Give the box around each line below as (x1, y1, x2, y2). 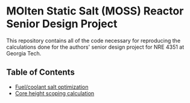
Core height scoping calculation (14, 89, 95, 97)
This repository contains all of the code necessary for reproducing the (6, 37, 181, 44)
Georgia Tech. (6, 49, 42, 57)
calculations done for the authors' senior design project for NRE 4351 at (6, 43, 185, 51)
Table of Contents (6, 67, 75, 78)
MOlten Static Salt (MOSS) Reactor (6, 4, 184, 18)
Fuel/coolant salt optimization (14, 83, 89, 90)
